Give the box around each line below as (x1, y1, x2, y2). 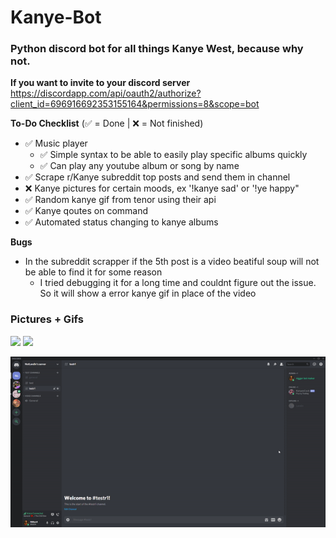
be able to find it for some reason (24, 266, 163, 278)
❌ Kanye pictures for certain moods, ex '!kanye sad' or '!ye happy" (24, 182, 300, 195)
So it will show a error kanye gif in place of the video (39, 287, 257, 300)
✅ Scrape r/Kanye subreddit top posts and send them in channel (24, 171, 291, 183)
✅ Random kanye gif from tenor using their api (24, 194, 217, 206)
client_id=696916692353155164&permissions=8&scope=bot (10, 98, 260, 110)
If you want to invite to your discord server (10, 77, 191, 89)
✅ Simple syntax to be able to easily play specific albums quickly (39, 149, 308, 161)
